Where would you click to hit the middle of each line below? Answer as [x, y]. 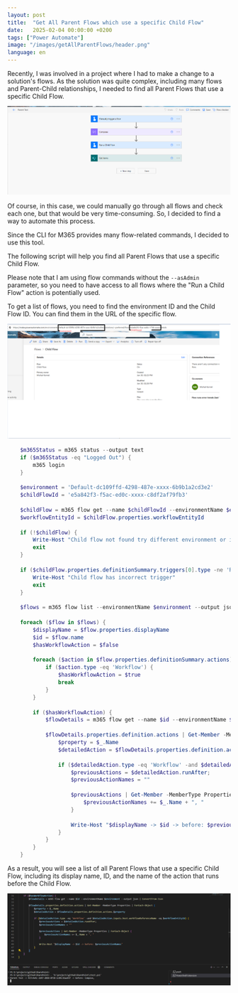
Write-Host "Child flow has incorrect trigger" [104, 577]
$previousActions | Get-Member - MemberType [136, 795]
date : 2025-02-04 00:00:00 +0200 [60, 30]
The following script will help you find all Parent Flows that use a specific [113, 257]
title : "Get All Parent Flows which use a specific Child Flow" [106, 22]
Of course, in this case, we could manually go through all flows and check [115, 206]
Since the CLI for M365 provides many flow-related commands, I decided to [118, 235]
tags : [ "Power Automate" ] [45, 38]
